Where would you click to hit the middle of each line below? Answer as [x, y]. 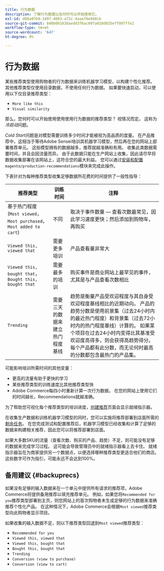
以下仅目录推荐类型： [31, 93]
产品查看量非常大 [90, 249]
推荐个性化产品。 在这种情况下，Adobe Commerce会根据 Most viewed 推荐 [79, 506]
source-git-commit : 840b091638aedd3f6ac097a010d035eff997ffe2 [70, 23]
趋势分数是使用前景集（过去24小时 [110, 311]
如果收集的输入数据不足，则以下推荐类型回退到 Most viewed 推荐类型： [75, 523]
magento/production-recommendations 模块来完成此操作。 [61, 166]
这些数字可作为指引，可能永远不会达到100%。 [51, 458]
